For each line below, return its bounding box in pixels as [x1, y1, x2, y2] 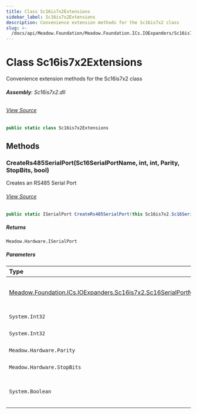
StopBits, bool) [6, 166, 50, 174]
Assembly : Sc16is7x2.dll [6, 89, 66, 96]
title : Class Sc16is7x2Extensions [6, 8, 91, 15]
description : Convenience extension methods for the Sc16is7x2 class [6, 19, 180, 25]
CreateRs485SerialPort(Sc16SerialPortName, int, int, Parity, [6, 159, 180, 167]
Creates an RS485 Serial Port [6, 180, 77, 187]
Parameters [6, 251, 36, 258]
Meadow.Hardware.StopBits [9, 364, 81, 371]
